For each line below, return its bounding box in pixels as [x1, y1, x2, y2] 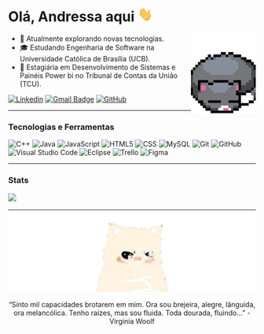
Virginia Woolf [109, 317, 155, 326]
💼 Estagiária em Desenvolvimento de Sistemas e [19, 62, 176, 72]
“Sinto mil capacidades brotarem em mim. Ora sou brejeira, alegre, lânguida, [8, 300, 256, 310]
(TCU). [19, 79, 42, 88]
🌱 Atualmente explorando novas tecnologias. [19, 34, 165, 43]
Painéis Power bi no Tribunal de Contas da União [19, 70, 178, 80]
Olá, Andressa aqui [8, 8, 135, 26]
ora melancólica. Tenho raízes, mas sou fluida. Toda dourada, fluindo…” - [13, 308, 251, 317]
